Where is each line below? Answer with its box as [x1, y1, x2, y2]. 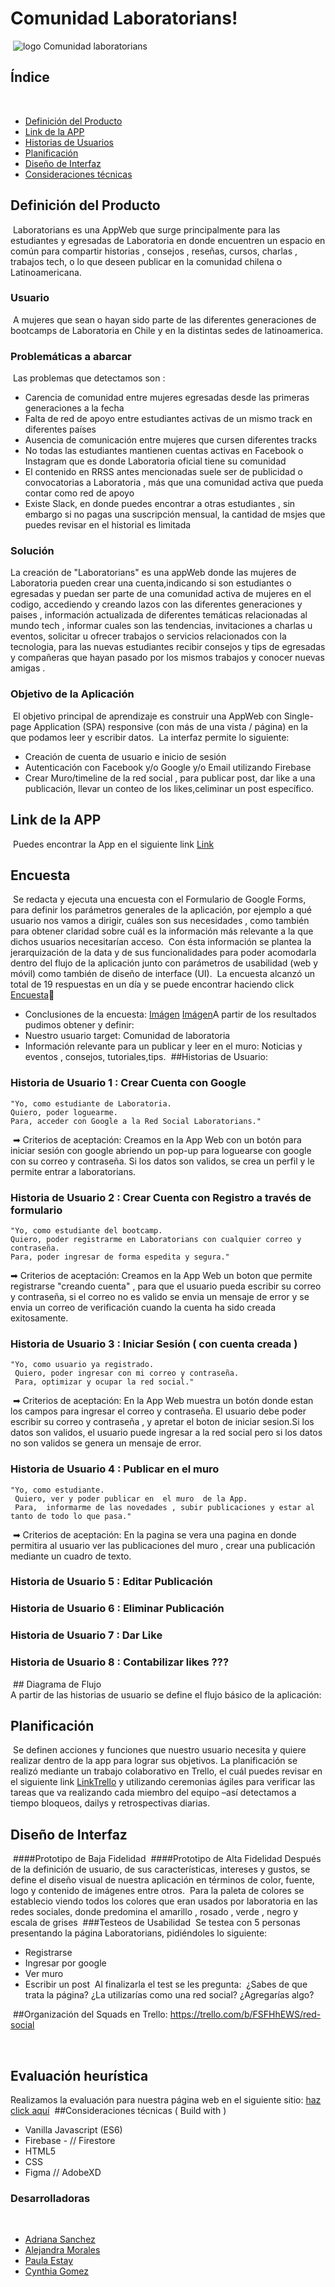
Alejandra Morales [24, 2244, 101, 2256]
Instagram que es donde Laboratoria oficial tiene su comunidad [24, 455, 287, 467]
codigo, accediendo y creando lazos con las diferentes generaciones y [10, 598, 303, 611]
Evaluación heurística [10, 2067, 149, 2084]
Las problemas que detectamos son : [12, 372, 166, 384]
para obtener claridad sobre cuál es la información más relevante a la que [10, 925, 314, 937]
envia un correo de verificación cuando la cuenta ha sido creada [10, 1301, 277, 1313]
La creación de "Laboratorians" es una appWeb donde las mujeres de [10, 567, 297, 579]
